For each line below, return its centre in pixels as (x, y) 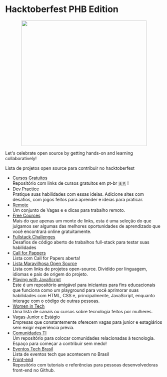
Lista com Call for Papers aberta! (46, 258)
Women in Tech (28, 306)
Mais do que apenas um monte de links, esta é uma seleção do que (82, 221)
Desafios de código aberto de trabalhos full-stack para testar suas (81, 242)
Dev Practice (25, 189)
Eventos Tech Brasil (33, 349)
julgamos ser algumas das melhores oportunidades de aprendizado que (86, 226)
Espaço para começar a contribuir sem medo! (59, 343)
